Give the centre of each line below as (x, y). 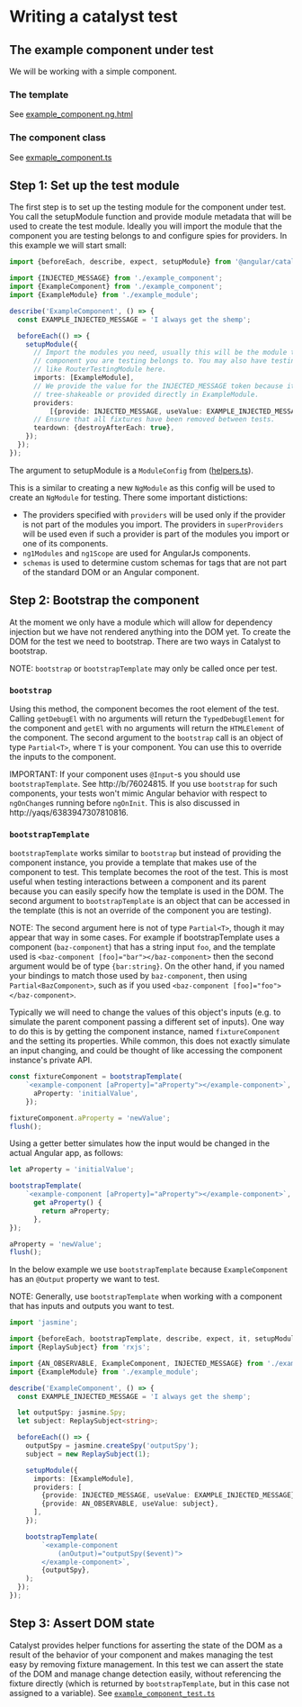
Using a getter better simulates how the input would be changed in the (140, 1143)
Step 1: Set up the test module (94, 185)
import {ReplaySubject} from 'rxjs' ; (80, 1348)
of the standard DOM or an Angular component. (111, 572)
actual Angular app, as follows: (67, 1153)
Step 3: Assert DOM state (82, 1624)
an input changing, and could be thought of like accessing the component (146, 1051)
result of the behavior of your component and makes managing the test (142, 1655)
